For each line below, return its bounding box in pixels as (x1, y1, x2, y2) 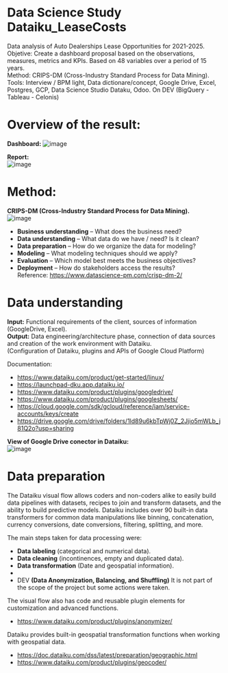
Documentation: (7, 359, 53, 368)
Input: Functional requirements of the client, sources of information (7, 317, 197, 326)
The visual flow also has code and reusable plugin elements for (7, 596, 186, 605)
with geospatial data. (7, 637, 66, 646)
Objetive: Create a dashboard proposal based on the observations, (7, 49, 195, 58)
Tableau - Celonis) (7, 92, 60, 101)
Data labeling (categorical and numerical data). (16, 546, 151, 555)
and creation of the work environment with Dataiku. (7, 339, 152, 347)
